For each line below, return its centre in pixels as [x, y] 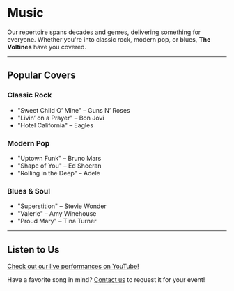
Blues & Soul [29, 191]
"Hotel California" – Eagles [55, 125]
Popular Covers [42, 76]
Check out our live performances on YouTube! [73, 267]
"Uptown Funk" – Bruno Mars [59, 158]
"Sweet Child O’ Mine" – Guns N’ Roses [73, 110]
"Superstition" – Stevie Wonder [62, 206]
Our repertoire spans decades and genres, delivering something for [104, 32]
